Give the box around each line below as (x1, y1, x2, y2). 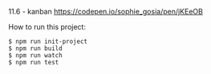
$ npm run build (8, 45, 63, 53)
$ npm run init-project (8, 37, 88, 45)
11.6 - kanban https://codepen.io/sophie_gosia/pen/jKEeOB (8, 7, 203, 16)
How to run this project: (8, 22, 87, 31)
